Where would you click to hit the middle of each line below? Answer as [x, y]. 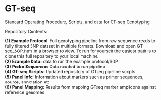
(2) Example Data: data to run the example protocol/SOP [62, 61]
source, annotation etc [27, 82]
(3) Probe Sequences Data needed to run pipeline [55, 67]
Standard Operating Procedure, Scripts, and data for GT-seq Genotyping [78, 22]
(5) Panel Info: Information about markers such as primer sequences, [74, 77]
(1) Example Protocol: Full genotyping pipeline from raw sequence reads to [80, 41]
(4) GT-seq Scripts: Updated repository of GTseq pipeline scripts [70, 71]
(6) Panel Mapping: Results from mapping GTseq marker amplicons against [80, 87]
